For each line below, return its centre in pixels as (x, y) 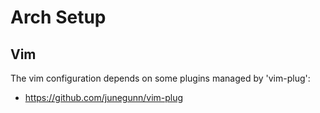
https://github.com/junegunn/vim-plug (104, 97)
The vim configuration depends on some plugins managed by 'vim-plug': (160, 78)
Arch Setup (58, 17)
